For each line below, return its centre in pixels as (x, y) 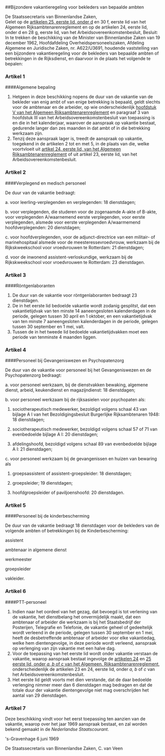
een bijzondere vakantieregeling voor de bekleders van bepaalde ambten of (82, 53)
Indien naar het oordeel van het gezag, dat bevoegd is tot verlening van (85, 611)
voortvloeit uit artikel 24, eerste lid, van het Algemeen (66, 149)
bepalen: (14, 64)
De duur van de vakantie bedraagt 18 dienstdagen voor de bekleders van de (82, 526)
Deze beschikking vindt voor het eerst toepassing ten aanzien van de (75, 719)
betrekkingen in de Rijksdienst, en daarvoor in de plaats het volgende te (78, 58)
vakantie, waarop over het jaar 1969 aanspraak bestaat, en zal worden (76, 724)
